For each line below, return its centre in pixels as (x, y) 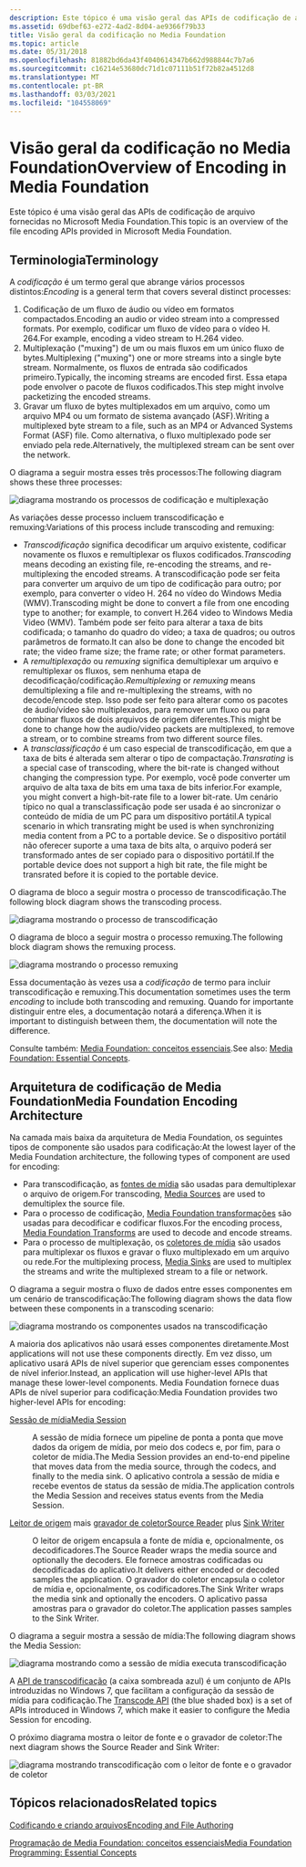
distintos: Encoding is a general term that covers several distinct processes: (150, 292)
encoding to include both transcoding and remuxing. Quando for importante (152, 1002)
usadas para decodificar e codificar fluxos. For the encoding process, (152, 1223)
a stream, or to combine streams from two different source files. (143, 739)
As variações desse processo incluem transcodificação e (117, 517)
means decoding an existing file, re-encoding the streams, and (140, 564)
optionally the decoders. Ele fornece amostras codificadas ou (148, 1559)
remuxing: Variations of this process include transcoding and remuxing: (142, 527)
